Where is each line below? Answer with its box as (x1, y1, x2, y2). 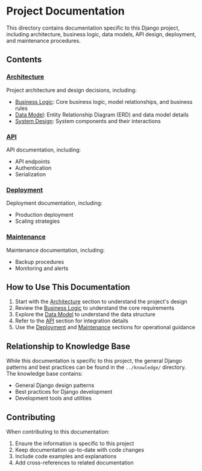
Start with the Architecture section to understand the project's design (14, 298, 188, 306)
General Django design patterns (14, 382, 95, 389)
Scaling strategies (14, 217, 60, 225)
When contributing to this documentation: (6, 428, 110, 435)
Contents (6, 54, 42, 65)
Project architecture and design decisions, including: (6, 86, 137, 94)
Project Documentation (6, 4, 125, 18)
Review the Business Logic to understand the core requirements (14, 304, 175, 312)
